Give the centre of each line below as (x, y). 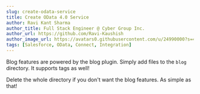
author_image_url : (29, 39)
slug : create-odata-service (41, 12)
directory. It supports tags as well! (48, 68)
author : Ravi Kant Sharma (38, 23)
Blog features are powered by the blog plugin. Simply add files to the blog (96, 62)
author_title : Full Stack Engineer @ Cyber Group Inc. (76, 28)
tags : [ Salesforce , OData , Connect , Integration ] (69, 45)
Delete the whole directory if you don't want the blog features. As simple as (99, 79)
